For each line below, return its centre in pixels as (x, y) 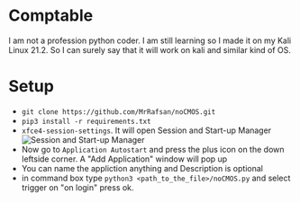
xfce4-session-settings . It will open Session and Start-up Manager (146, 130)
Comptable (51, 16)
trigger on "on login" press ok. (77, 187)
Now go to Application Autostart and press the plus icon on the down (153, 149)
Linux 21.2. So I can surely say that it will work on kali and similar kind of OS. (150, 49)
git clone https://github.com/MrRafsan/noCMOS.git (118, 112)
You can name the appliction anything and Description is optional (142, 168)
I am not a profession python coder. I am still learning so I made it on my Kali (150, 40)
